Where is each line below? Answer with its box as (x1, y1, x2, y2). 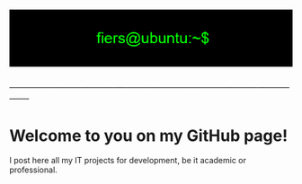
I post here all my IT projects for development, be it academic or (9, 155, 247, 166)
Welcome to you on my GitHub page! (9, 126, 289, 145)
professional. (9, 164, 58, 175)
